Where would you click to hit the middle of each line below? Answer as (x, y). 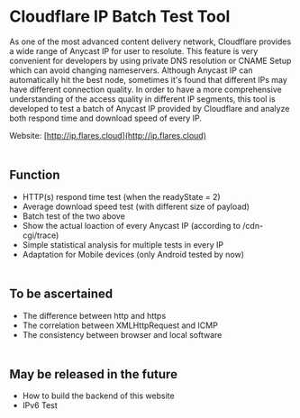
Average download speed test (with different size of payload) (136, 206)
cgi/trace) (41, 235)
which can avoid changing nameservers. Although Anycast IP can (131, 70)
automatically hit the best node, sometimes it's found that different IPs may (149, 79)
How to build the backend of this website (98, 396)
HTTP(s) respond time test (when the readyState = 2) (121, 196)
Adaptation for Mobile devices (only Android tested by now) (133, 254)
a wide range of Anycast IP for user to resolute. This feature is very (134, 50)
